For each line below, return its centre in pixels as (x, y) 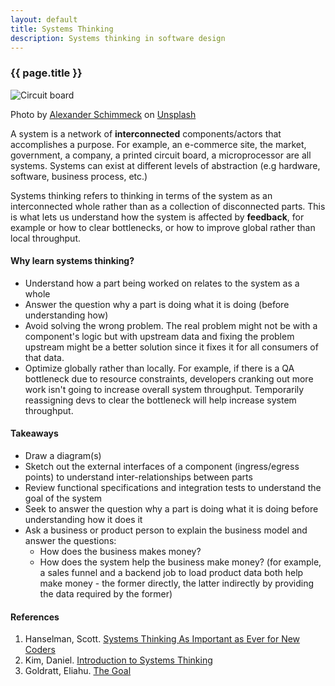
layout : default (44, 19)
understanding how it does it (83, 520)
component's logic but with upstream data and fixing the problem (159, 336)
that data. (44, 357)
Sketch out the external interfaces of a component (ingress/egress (162, 467)
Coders (40, 650)
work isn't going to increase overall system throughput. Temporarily (164, 389)
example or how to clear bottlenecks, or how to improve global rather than (163, 227)
